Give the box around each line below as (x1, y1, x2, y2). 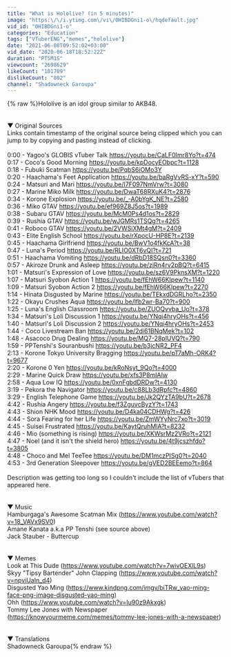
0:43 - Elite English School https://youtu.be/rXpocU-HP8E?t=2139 (7, 232, 194, 240)
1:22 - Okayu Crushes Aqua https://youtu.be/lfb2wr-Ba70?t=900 (7, 297, 191, 306)
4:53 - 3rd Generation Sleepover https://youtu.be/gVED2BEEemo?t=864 (7, 459, 212, 467)
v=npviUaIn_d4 (7, 576, 50, 585)
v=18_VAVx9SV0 (7, 518, 54, 526)
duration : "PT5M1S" (7, 55, 63, 62)
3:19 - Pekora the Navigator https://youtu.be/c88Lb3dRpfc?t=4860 (7, 386, 198, 394)
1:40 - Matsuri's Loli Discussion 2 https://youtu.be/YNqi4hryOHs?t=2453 (7, 320, 214, 328)
